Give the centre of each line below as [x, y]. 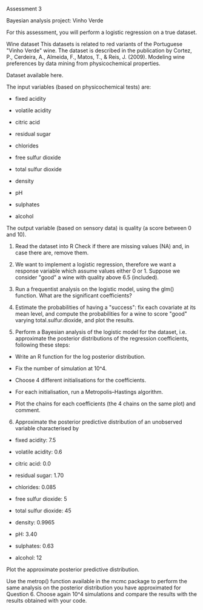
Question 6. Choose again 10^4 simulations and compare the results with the [101, 594]
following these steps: [43, 345]
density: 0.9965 [35, 522]
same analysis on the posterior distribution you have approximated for [94, 588]
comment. [28, 410]
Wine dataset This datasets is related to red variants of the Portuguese [95, 44]
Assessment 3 [24, 9]
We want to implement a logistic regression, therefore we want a [95, 264]
